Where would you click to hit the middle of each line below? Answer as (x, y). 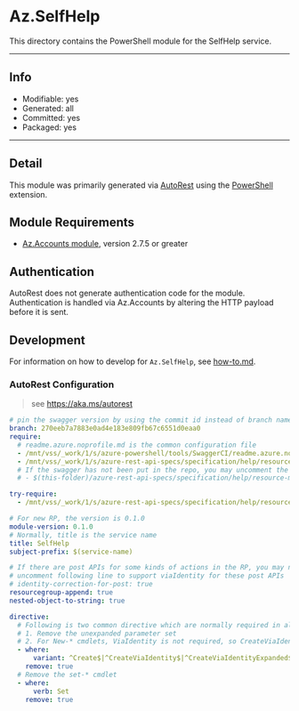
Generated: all (48, 108)
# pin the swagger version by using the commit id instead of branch (141, 420)
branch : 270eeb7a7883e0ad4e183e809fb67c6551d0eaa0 (105, 429)
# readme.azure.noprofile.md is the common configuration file (137, 445)
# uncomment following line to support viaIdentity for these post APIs (147, 576)
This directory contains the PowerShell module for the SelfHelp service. (141, 41)
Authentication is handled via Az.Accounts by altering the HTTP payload (141, 303)
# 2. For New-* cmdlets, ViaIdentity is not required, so (127, 642)
